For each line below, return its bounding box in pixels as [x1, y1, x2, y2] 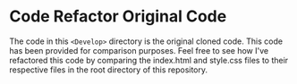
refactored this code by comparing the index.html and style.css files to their [9, 55, 289, 65]
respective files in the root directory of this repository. [9, 64, 208, 75]
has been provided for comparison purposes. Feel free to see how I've [9, 45, 269, 55]
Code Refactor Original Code [9, 6, 227, 27]
